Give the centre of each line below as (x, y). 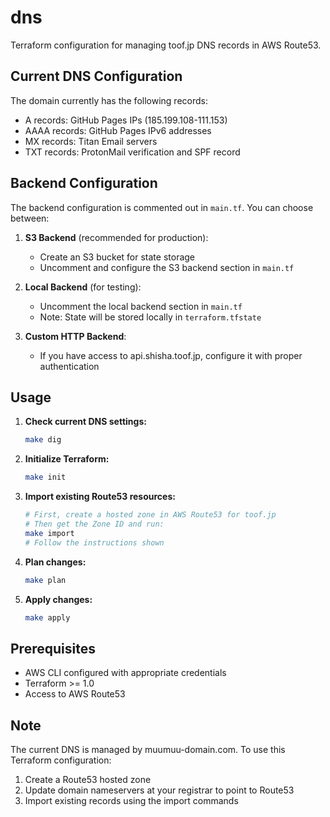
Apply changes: (58, 599)
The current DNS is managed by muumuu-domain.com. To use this (148, 749)
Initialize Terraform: (67, 459)
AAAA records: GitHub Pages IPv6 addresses (118, 130)
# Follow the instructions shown (94, 542)
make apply (47, 617)
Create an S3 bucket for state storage (117, 257)
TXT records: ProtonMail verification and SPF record (132, 152)
